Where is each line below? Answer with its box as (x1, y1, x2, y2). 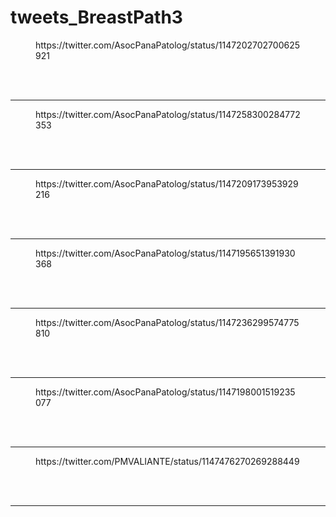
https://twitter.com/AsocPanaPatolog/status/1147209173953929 (35, 177, 299, 190)
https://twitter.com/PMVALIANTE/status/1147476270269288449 (35, 455, 300, 467)
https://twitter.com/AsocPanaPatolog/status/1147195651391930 (35, 247, 296, 259)
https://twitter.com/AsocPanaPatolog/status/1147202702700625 (35, 39, 300, 51)
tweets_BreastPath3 (10, 6, 183, 29)
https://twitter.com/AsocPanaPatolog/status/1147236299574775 (35, 316, 300, 328)
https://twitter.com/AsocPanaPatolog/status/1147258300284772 (35, 108, 301, 120)
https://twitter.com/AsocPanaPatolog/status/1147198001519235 (35, 386, 296, 398)
